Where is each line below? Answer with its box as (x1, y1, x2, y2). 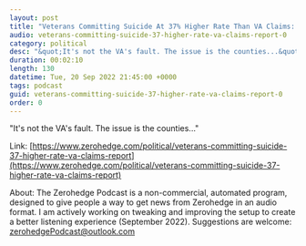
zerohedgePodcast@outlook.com (9, 226, 136, 237)
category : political (9, 38, 88, 48)
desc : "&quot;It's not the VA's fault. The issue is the (9, 47, 230, 56)
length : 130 (9, 65, 55, 74)
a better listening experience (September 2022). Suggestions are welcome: (9, 216, 292, 228)
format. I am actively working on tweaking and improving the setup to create (9, 207, 296, 218)
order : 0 (9, 97, 43, 108)
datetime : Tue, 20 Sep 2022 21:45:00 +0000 (9, 73, 178, 82)
